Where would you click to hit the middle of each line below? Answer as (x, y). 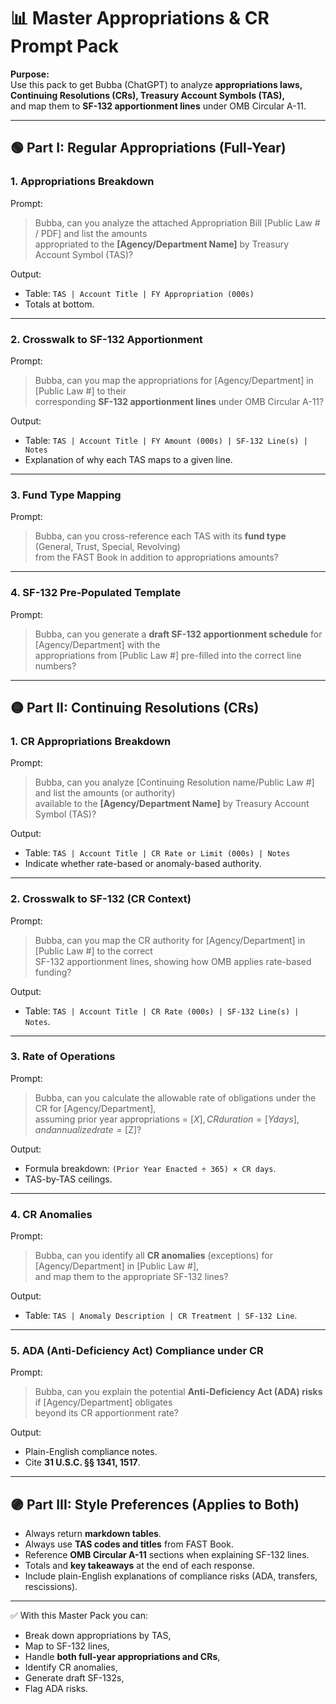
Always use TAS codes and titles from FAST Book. (129, 1544)
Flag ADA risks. (56, 1689)
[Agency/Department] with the (97, 644)
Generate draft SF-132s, (74, 1678)
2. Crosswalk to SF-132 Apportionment (106, 339)
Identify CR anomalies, (71, 1667)
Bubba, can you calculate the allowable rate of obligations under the (175, 1097)
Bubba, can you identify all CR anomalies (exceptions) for (153, 1256)
